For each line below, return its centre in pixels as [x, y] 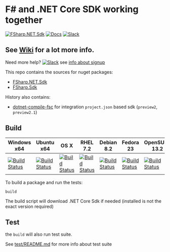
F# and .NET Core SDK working [72, 9]
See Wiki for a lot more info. [50, 50]
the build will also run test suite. [39, 234]
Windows [19, 142]
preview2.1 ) [25, 112]
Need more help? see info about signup [55, 62]
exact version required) [30, 206]
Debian [108, 142]
